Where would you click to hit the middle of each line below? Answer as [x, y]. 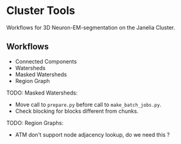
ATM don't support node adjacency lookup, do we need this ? [92, 134]
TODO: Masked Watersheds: [42, 93]
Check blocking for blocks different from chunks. [77, 111]
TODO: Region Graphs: [35, 123]
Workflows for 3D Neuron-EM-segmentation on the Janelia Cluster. [91, 27]
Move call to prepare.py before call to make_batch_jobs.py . [88, 104]
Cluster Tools [41, 11]
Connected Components [46, 61]
